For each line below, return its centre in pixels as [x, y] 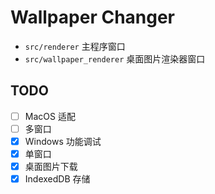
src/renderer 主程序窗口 [75, 46]
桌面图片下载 [51, 166]
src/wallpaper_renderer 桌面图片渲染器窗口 [115, 58]
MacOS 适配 [50, 116]
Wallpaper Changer [93, 17]
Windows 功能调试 [63, 141]
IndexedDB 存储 [57, 179]
